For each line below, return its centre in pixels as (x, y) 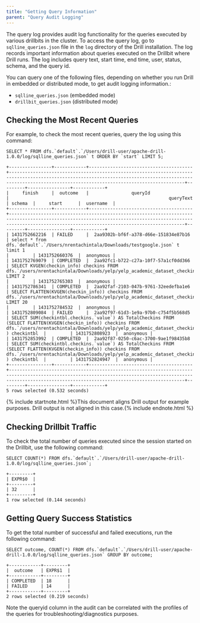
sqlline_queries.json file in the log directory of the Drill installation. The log (100, 47)
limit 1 (16, 250)
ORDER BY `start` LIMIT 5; (130, 157)
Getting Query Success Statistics (69, 518)
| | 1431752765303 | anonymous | (61, 282)
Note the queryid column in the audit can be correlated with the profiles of (97, 608)
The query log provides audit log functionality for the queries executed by (97, 34)
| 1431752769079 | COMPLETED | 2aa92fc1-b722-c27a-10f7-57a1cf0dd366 (98, 261)
